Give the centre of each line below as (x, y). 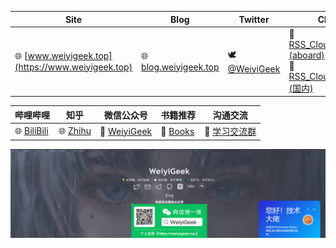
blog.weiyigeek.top (180, 67)
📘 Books (177, 131)
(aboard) (306, 55)
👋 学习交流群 (230, 131)
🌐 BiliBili (31, 130)
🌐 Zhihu (75, 130)
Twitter (254, 19)
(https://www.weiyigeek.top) (73, 67)
